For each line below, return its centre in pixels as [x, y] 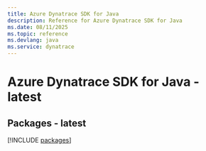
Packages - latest [47, 123]
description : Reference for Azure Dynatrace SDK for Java [95, 21]
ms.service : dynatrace [41, 47]
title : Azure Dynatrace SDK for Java [63, 14]
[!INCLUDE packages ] [39, 140]
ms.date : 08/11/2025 [38, 27]
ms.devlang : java [33, 40]
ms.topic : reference [38, 34]
